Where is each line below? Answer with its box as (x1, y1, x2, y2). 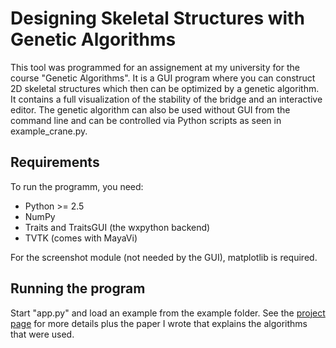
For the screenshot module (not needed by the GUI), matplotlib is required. (10, 251, 318, 263)
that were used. (10, 328, 75, 340)
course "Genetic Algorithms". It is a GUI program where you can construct (10, 72, 316, 84)
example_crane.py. (10, 125, 88, 137)
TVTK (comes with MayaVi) (24, 232, 138, 244)
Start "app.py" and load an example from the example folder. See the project (10, 307, 326, 319)
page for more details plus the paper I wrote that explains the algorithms (10, 317, 308, 329)
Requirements (10, 154, 100, 171)
